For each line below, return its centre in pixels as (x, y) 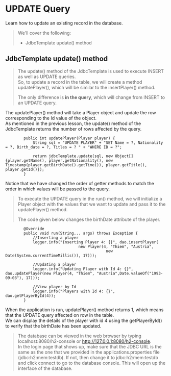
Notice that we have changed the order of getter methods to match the (80, 183)
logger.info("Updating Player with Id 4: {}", (83, 269)
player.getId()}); (25, 169)
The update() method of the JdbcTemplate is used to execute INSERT (91, 71)
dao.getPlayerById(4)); (31, 296)
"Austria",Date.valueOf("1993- (130, 273)
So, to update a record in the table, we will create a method (80, 82)
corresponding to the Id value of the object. (51, 118)
